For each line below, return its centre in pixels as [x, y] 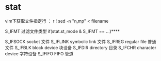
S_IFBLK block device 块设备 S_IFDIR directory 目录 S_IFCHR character [85, 47]
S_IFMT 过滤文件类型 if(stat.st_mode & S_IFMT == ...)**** [62, 31]
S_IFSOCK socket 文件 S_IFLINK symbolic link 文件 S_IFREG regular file [76, 41]
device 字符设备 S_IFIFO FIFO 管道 [39, 53]
